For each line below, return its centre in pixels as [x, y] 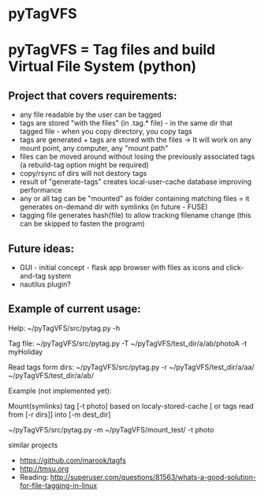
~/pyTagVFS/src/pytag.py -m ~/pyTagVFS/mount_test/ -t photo [111, 429]
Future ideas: [41, 248]
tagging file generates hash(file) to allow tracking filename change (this [135, 215]
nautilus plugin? [45, 284]
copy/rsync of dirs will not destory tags [83, 174]
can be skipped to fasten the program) [82, 224]
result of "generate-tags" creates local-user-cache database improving [136, 182]
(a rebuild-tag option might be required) [84, 165]
